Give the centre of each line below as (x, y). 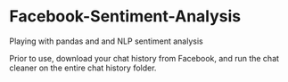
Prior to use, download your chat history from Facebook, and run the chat (144, 58)
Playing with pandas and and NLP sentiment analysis (106, 41)
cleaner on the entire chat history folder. (83, 68)
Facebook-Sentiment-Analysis (125, 16)
